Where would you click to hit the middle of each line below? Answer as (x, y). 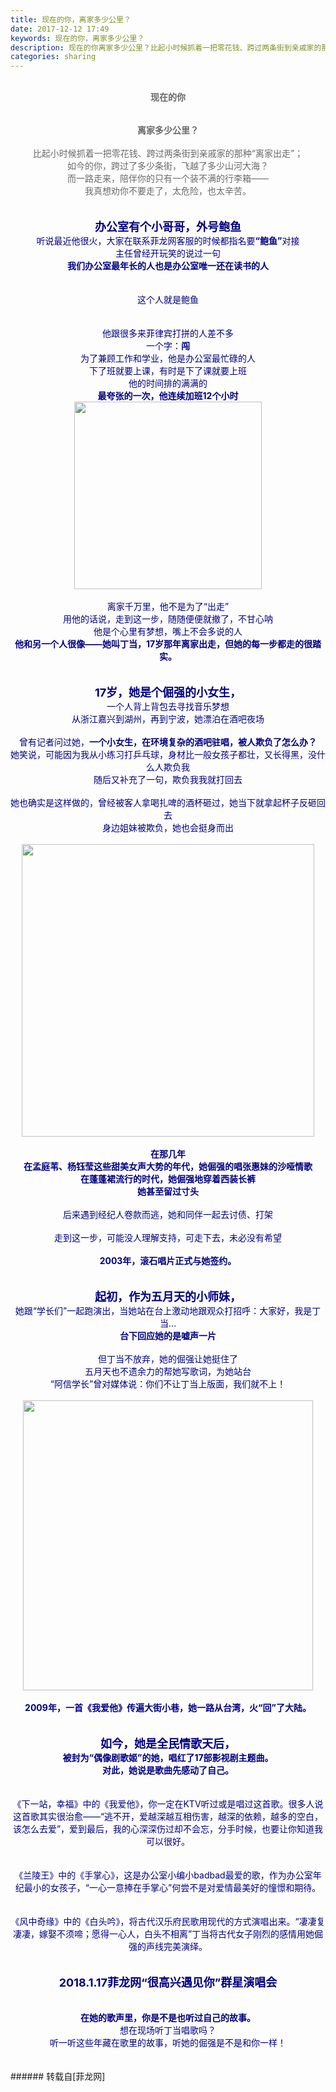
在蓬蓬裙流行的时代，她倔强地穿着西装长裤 (168, 1179)
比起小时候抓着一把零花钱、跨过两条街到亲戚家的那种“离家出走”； (168, 153)
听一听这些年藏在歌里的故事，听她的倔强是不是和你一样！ (168, 2043)
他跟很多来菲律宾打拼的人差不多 (168, 333)
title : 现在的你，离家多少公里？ (71, 19)
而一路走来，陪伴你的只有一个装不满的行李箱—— (168, 178)
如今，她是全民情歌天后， (168, 1744)
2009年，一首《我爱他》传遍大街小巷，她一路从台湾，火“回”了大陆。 (168, 1708)
